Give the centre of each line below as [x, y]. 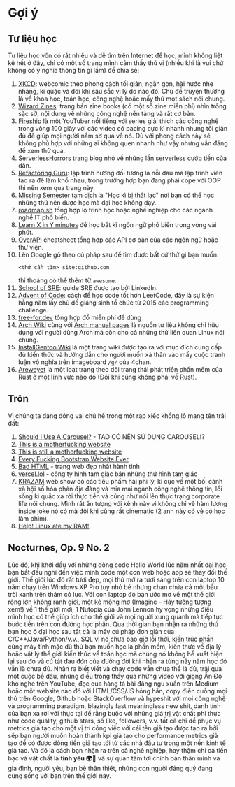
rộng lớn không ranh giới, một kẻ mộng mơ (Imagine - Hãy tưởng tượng [110, 602]
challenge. [33, 310]
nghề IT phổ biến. [43, 217]
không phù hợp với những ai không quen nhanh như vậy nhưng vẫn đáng [123, 143]
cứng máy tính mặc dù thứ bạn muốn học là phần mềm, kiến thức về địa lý [115, 646]
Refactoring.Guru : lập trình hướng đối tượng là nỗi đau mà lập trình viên [120, 173]
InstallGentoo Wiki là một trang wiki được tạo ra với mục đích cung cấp [120, 347]
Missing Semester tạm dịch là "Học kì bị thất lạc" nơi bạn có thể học [116, 195]
